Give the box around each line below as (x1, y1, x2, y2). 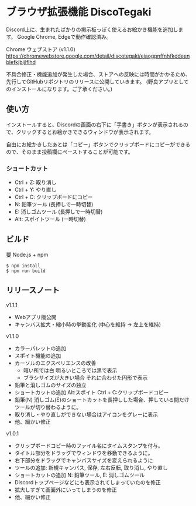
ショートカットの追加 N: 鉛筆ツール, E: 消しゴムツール (14, 471, 145, 478)
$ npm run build (6, 268, 46, 274)
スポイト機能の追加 (14, 352, 61, 359)
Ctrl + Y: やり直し (14, 186, 57, 193)
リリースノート (6, 286, 60, 296)
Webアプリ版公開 (14, 313, 57, 320)
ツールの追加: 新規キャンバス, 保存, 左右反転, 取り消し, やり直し (14, 464, 168, 471)
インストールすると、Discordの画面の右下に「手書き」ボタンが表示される (6, 121, 184, 128)
